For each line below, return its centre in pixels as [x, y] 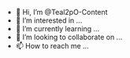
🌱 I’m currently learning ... [58, 29]
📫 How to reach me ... [52, 46]
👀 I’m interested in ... [49, 20]
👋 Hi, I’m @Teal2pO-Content [61, 12]
